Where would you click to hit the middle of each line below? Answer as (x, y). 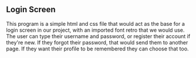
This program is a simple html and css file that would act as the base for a (96, 23)
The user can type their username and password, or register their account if (98, 36)
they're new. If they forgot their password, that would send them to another (97, 42)
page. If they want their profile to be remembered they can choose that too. (98, 49)
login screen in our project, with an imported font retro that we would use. (95, 30)
